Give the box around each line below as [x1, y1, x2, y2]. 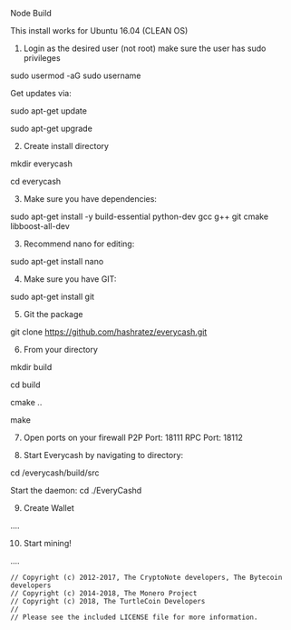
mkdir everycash [10, 158, 73, 169]
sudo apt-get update [10, 105, 87, 116]
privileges [23, 53, 62, 63]
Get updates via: [10, 88, 72, 98]
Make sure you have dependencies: [23, 194, 158, 204]
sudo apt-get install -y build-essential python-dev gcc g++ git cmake [10, 211, 269, 222]
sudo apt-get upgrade [10, 123, 93, 134]
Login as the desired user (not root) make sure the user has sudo [23, 43, 267, 54]
